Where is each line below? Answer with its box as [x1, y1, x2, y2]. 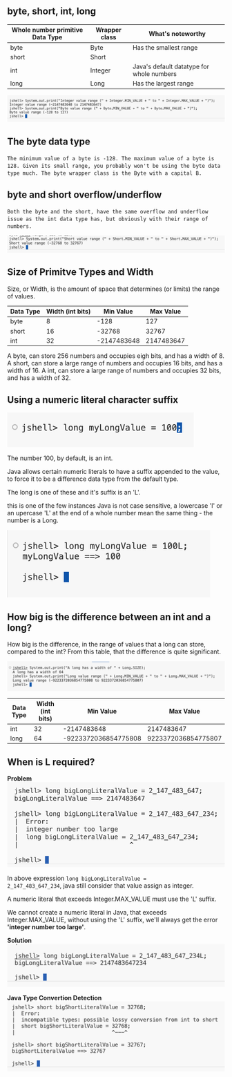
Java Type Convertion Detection [7, 994, 102, 1002]
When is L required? [7, 756, 95, 768]
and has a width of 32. [7, 374, 71, 382]
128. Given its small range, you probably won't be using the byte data [7, 162, 221, 170]
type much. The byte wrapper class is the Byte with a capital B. [7, 170, 202, 177]
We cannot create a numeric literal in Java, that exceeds [7, 908, 167, 917]
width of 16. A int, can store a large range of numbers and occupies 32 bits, [7, 366, 222, 375]
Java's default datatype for [132, 62, 209, 71]
